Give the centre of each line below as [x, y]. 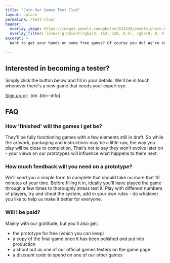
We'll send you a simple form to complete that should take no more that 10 [82, 178]
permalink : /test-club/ [30, 19]
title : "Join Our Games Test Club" [43, 10]
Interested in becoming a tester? [57, 68]
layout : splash [21, 15]
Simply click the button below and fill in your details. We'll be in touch [77, 80]
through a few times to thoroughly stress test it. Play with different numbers [84, 188]
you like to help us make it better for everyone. [54, 199]
